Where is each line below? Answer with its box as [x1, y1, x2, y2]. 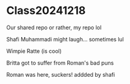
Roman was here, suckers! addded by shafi [6, 71, 115, 78]
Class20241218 [6, 4, 86, 18]
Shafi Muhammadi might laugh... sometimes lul [6, 35, 124, 43]
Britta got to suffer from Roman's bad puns [6, 59, 114, 66]
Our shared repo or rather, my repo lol [6, 24, 102, 31]
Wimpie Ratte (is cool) [6, 47, 62, 55]
